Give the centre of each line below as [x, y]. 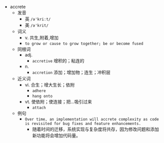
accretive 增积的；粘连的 [58, 61]
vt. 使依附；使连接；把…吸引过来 [58, 102]
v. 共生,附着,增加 [42, 37]
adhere [39, 91]
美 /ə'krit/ [37, 25]
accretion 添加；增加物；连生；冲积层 [71, 72]
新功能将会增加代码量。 [56, 135]
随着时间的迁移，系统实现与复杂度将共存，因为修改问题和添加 [96, 129]
